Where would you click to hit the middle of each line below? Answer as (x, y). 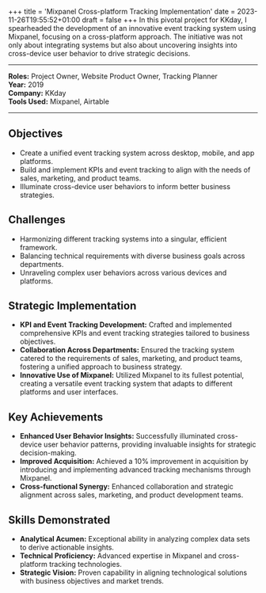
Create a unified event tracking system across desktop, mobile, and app (137, 153)
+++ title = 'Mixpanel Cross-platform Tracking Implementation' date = (122, 11)
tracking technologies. (85, 564)
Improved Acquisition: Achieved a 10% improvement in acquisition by (134, 462)
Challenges (37, 220)
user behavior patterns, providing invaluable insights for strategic (150, 445)
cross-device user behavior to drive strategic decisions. (99, 53)
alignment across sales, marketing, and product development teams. (131, 495)
